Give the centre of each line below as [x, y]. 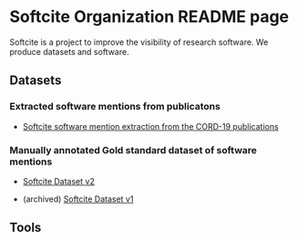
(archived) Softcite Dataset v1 [78, 199]
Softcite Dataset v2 [59, 181]
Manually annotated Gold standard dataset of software [134, 150]
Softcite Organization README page [149, 17]
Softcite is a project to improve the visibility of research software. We [139, 42]
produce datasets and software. [69, 51]
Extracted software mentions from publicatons [115, 107]
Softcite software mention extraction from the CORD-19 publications [151, 126]
